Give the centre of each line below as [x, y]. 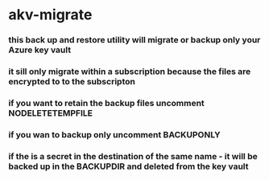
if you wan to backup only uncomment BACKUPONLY [114, 134]
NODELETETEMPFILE [50, 112]
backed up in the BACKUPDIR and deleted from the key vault [128, 166]
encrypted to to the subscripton [72, 82]
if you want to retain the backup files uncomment [107, 103]
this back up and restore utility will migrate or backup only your [134, 40]
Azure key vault [39, 50]
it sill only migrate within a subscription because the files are [130, 72]
